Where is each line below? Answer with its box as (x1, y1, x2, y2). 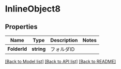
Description (50, 37, 78, 43)
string (31, 46, 46, 52)
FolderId (7, 46, 28, 52)
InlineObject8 (5, 3, 61, 14)
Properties (5, 23, 38, 31)
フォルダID (50, 46, 75, 53)
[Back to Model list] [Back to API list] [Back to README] (5, 59, 116, 64)
